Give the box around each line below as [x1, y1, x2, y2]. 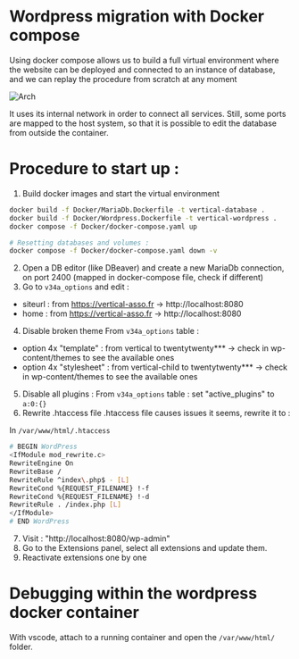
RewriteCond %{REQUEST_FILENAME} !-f [9, 484, 150, 493]
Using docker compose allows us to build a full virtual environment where [9, 54, 279, 65]
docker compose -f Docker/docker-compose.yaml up [9, 221, 198, 231]
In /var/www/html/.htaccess [9, 425, 111, 436]
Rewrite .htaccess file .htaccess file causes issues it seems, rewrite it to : [21, 408, 291, 419]
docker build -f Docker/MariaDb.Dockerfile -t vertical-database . [9, 205, 266, 214]
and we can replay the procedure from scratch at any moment [9, 73, 237, 84]
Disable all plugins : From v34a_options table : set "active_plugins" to [21, 388, 275, 399]
